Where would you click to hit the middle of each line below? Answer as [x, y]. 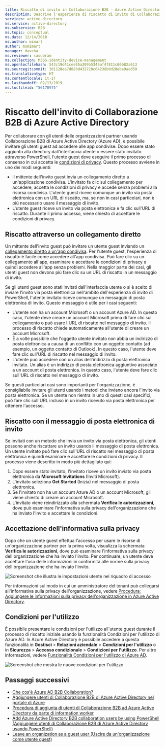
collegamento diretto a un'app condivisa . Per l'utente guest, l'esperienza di [81, 251]
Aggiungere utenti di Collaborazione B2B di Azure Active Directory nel [83, 697]
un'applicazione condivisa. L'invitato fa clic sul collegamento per [77, 182]
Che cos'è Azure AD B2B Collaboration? [53, 692]
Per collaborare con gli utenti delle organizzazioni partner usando [71, 136]
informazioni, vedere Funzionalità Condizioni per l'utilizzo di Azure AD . [76, 655]
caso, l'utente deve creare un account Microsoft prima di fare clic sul [82, 318]
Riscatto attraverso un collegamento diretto [73, 234]
